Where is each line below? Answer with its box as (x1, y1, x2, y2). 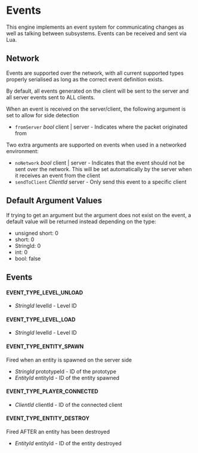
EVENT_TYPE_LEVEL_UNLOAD (6, 288, 83, 296)
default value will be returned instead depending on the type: (6, 218, 156, 225)
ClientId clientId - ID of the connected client (14, 401, 122, 408)
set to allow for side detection (6, 111, 79, 118)
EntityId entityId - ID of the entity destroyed (14, 439, 122, 446)
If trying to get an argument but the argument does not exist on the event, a (6, 211, 191, 218)
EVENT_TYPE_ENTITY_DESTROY (6, 415, 89, 422)
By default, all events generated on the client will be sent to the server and (6, 87, 189, 95)
